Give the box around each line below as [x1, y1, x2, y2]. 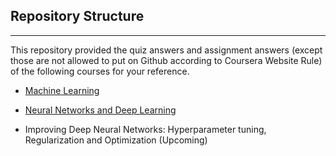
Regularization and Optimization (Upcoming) [24, 134, 208, 146]
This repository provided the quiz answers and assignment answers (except [10, 44, 323, 56]
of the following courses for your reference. [10, 65, 190, 77]
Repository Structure [10, 8, 145, 25]
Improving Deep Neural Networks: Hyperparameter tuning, [24, 123, 267, 135]
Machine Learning [24, 84, 100, 96]
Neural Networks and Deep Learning [24, 104, 177, 116]
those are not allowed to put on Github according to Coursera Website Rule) [10, 54, 323, 66]
